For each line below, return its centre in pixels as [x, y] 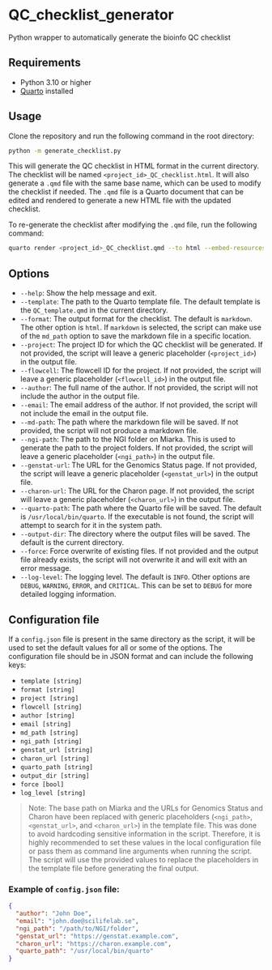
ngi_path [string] [51, 741]
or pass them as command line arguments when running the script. [140, 851]
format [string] [47, 690]
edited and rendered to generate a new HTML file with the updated [120, 201]
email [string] [46, 724]
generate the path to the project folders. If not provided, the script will [136, 448]
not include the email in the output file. [84, 414]
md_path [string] [49, 733]
